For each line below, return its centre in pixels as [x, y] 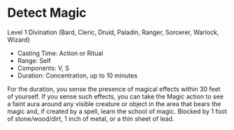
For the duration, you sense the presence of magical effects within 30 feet [114, 89]
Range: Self [34, 60]
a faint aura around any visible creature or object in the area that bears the [114, 103]
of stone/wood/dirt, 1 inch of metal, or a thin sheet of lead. [91, 118]
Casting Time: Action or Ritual [60, 53]
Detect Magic [47, 13]
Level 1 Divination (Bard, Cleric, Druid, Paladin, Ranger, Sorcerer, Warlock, [113, 32]
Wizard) [19, 39]
